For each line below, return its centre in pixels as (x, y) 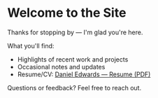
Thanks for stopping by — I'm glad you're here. (75, 32)
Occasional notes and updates (61, 66)
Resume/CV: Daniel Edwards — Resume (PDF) (84, 74)
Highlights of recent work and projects (73, 59)
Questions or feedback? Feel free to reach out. (74, 87)
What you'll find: (31, 45)
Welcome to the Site (67, 13)
